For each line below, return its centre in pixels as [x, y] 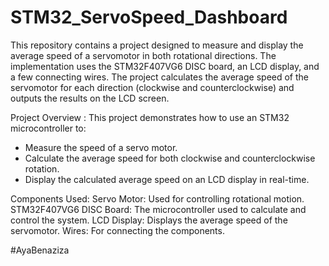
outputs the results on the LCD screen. [90, 98]
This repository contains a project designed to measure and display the [157, 45]
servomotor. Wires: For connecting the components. [117, 230]
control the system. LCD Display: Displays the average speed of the [149, 220]
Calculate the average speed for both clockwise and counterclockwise [170, 158]
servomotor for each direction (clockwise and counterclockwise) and [152, 87]
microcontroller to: [48, 128]
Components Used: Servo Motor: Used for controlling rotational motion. [157, 198]
